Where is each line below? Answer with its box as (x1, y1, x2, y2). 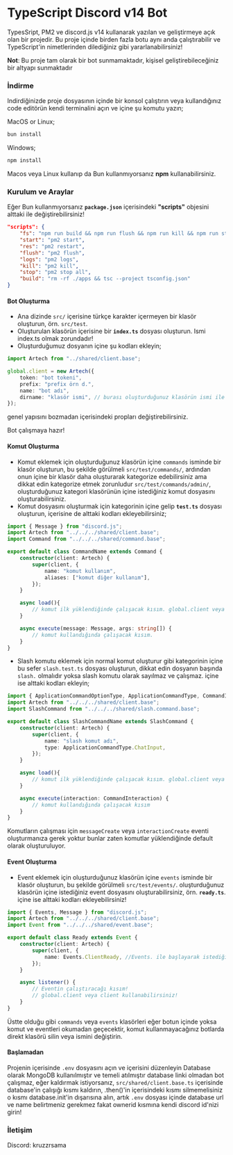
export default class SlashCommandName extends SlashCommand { (7, 718, 194, 725)
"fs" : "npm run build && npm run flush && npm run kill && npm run (19, 230, 218, 237)
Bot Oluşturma (7, 297, 50, 305)
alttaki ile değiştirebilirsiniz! (7, 210, 85, 218)
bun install (7, 131, 42, 138)
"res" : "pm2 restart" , (19, 243, 85, 250)
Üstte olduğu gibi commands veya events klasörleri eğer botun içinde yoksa (7, 1017, 217, 1026)
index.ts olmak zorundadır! (17, 334, 94, 343)
